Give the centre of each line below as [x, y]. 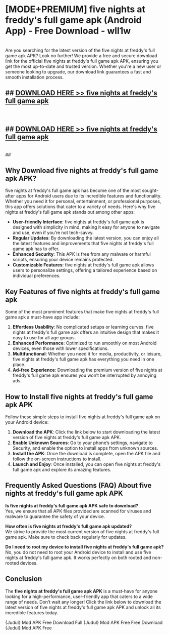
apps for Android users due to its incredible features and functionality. [89, 196]
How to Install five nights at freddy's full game [79, 397]
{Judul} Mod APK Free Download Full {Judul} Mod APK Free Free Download [84, 622]
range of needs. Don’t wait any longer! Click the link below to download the [83, 602]
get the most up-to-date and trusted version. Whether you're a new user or [83, 66]
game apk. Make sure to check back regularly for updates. [66, 537]
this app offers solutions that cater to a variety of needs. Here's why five [80, 207]
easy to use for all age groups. [44, 338]
